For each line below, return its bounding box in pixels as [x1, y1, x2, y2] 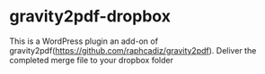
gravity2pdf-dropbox [9, 6, 171, 27]
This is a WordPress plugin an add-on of [9, 36, 159, 46]
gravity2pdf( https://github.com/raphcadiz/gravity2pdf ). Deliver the [9, 45, 257, 55]
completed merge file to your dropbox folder [9, 54, 173, 65]
